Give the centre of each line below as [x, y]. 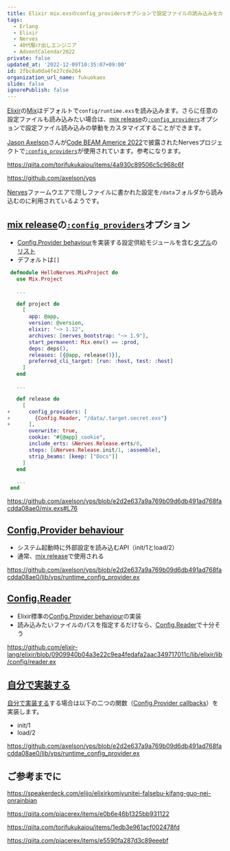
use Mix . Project [39, 279]
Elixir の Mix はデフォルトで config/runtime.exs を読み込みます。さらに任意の [113, 111]
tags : [15, 20]
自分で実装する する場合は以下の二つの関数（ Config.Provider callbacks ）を [113, 703]
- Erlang [26, 26]
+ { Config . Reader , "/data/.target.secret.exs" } [87, 418]
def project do [38, 304]
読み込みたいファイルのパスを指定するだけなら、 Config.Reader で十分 [116, 625]
